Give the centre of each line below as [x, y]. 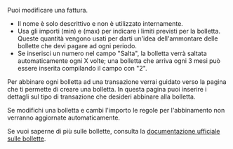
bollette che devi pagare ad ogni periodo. [77, 46]
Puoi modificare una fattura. [48, 10]
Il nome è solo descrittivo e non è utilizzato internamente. [100, 23]
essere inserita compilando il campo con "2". [82, 68]
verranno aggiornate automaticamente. [64, 118]
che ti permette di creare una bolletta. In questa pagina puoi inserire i [107, 89]
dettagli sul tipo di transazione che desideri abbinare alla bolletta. [101, 97]
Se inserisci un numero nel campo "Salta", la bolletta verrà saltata [112, 53]
